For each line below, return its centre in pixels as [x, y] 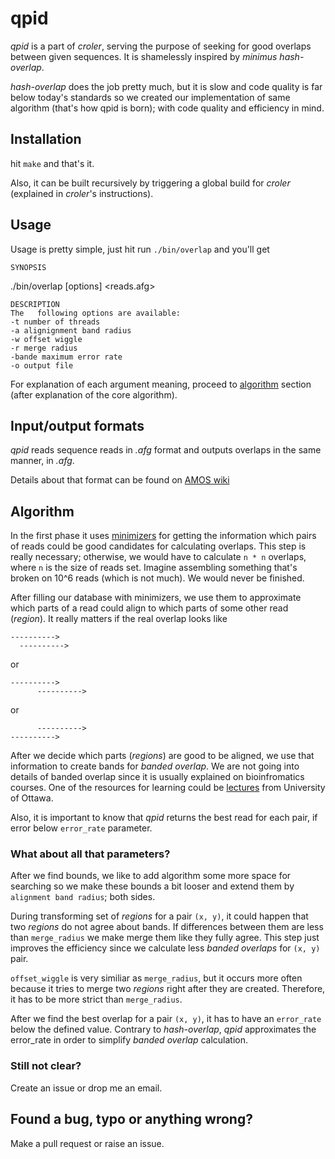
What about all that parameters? [90, 854]
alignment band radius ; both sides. [83, 897]
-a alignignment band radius [71, 330]
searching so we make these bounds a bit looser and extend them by [152, 886]
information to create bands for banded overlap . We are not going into [155, 766]
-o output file [42, 365]
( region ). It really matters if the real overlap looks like [119, 619]
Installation [46, 139]
